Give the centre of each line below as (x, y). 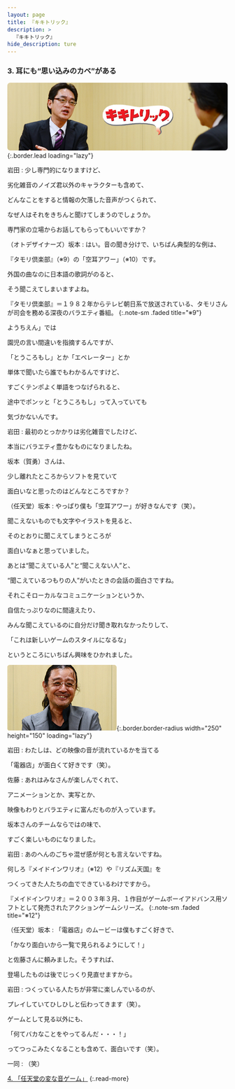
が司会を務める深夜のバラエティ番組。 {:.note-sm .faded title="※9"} (105, 313)
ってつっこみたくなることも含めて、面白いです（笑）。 (85, 1049)
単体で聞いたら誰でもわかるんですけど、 (65, 372)
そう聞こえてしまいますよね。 (50, 289)
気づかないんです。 (34, 417)
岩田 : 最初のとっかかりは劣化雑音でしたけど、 (74, 432)
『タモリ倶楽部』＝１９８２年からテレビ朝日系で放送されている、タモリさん (117, 304)
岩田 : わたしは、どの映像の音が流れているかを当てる (83, 750)
